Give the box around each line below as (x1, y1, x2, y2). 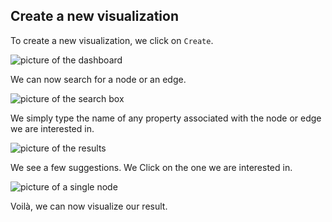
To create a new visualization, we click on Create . (10, 34, 214, 46)
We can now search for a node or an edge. (10, 73, 187, 85)
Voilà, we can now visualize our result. (10, 200, 168, 212)
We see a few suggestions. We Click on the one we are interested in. (10, 161, 293, 173)
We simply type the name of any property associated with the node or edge (10, 112, 322, 124)
